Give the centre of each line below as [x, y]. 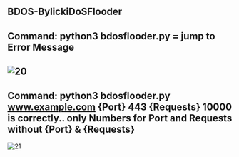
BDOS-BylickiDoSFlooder [65, 12]
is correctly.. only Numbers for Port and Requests [120, 118]
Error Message [41, 47]
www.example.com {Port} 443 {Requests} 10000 [120, 107]
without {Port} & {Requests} [71, 129]
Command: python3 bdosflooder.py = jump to [111, 36]
